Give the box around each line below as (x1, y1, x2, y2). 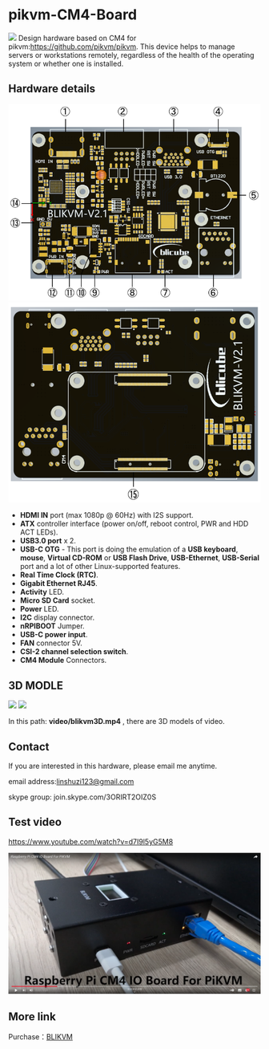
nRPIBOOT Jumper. (19, 621, 86, 631)
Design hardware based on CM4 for (18, 33, 137, 43)
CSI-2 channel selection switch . (19, 647, 129, 657)
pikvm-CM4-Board (8, 6, 138, 24)
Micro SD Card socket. (19, 596, 96, 605)
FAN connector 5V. (19, 638, 82, 648)
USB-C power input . (19, 630, 88, 640)
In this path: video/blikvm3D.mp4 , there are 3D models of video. (8, 717, 226, 726)
